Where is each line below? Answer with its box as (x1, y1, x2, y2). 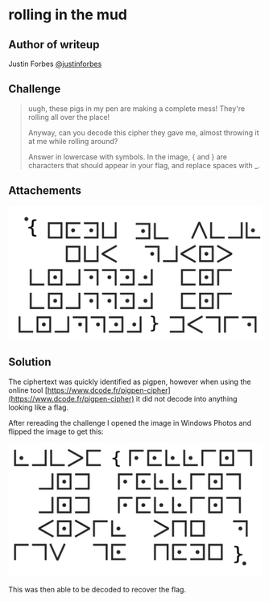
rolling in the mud (8, 6, 127, 24)
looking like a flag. (8, 402, 69, 412)
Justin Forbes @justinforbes (8, 59, 102, 68)
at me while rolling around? (27, 136, 118, 146)
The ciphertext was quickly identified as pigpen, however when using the (8, 377, 251, 386)
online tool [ (8, 385, 48, 395)
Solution (8, 356, 52, 369)
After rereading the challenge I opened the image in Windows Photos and (8, 418, 252, 427)
